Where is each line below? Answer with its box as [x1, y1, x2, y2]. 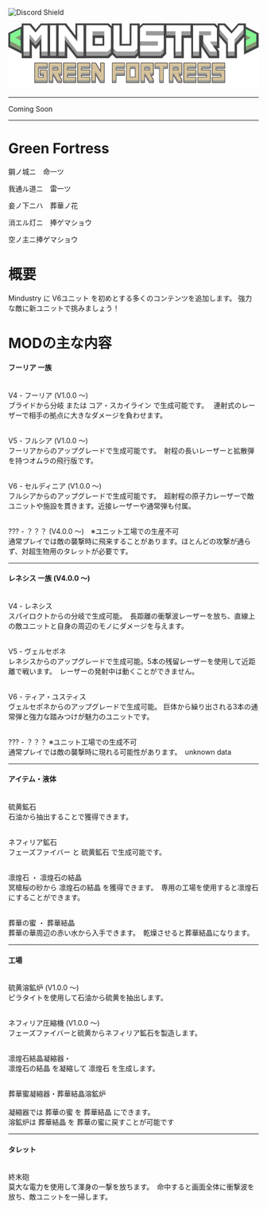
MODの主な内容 [8, 335, 112, 352]
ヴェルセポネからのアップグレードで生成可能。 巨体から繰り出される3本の [8, 701, 252, 711]
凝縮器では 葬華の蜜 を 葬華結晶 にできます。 [8, 1108, 155, 1117]
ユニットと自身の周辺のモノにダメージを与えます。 [21, 621, 188, 630]
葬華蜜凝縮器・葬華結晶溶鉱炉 [8, 1089, 106, 1099]
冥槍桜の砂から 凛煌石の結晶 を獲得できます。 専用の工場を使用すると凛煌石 [8, 882, 259, 892]
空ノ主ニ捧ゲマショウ [8, 235, 78, 245]
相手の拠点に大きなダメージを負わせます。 [29, 410, 168, 420]
